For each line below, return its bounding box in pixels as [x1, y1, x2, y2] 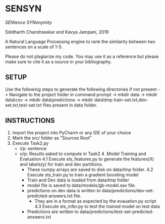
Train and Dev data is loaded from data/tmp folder [27, 177, 130, 183]
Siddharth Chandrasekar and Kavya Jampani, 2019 [5, 29, 109, 35]
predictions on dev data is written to [27, 187, 101, 193]
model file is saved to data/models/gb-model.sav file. [27, 182, 136, 188]
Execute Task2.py [12, 140, 49, 146]
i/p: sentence [19, 145, 47, 151]
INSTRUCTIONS [5, 116, 55, 125]
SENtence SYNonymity [5, 19, 52, 25]
